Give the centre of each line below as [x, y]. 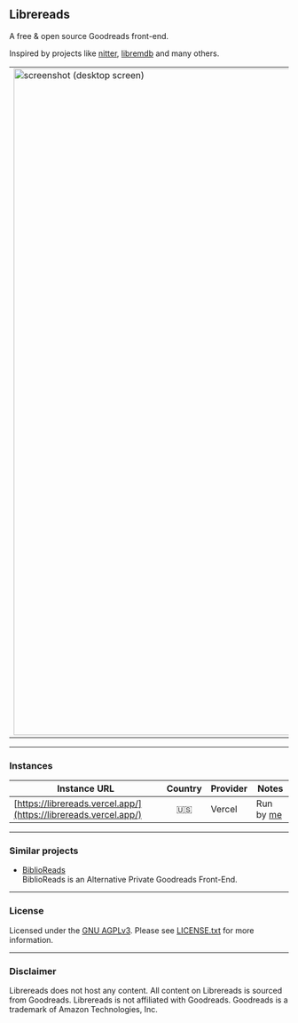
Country [184, 788]
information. [31, 939]
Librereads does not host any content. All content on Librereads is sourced [145, 991]
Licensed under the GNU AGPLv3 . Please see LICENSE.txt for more [132, 930]
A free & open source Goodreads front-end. [89, 36]
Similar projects [44, 851]
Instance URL [86, 788]
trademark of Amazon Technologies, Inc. [83, 1009]
